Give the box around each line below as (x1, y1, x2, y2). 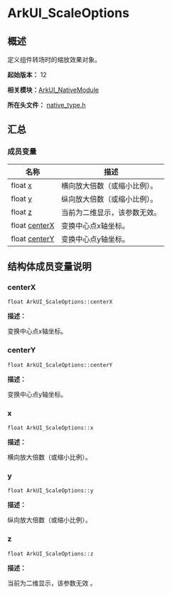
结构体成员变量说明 (7, 261, 92, 273)
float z (11, 207, 32, 217)
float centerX (11, 220, 55, 230)
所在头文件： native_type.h (7, 101, 86, 109)
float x (11, 180, 32, 190)
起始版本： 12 (7, 71, 48, 79)
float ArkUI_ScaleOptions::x (7, 424, 94, 432)
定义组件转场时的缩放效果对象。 (7, 56, 101, 63)
